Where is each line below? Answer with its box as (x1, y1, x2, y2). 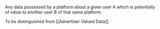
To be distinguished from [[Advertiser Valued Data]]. (5, 19, 110, 24)
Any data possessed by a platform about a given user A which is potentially (5, 4, 156, 10)
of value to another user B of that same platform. (5, 9, 102, 15)
